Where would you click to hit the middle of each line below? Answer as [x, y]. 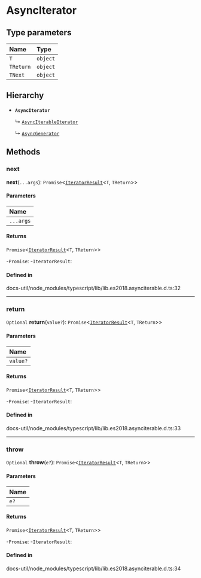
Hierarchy [25, 95]
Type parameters [39, 33]
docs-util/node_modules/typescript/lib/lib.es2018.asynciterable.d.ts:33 [94, 428]
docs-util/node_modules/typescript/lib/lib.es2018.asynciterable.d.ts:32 [94, 288]
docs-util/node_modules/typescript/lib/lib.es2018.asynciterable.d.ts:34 [94, 568]
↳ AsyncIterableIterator [46, 121]
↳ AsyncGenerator [37, 133]
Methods [23, 152]
